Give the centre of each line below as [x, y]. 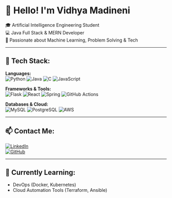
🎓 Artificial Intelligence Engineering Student [52, 25]
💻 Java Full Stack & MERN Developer [45, 32]
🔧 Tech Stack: [28, 61]
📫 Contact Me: [30, 131]
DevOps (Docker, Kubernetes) [44, 185]
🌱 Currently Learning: [40, 172]
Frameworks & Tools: [28, 89]
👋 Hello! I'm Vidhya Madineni [68, 11]
